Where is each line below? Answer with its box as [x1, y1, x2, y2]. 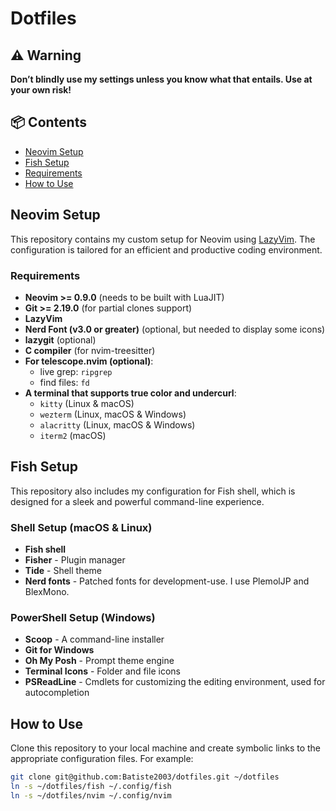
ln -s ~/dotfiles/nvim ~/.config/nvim [10, 790, 172, 801]
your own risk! [10, 84, 72, 96]
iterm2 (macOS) [39, 429, 107, 441]
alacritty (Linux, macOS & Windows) [39, 418, 196, 431]
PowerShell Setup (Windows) [10, 610, 156, 624]
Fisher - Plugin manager [24, 554, 126, 566]
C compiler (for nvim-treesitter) [24, 344, 156, 356]
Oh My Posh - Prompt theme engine [24, 655, 175, 667]
